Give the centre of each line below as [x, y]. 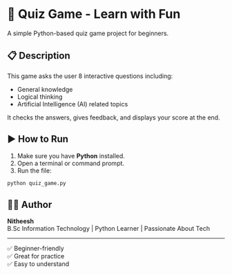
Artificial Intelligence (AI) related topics [72, 104]
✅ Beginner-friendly [36, 249]
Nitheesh [21, 221]
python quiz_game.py [37, 183]
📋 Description [39, 56]
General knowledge [45, 89]
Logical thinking [40, 97]
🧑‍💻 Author [30, 204]
